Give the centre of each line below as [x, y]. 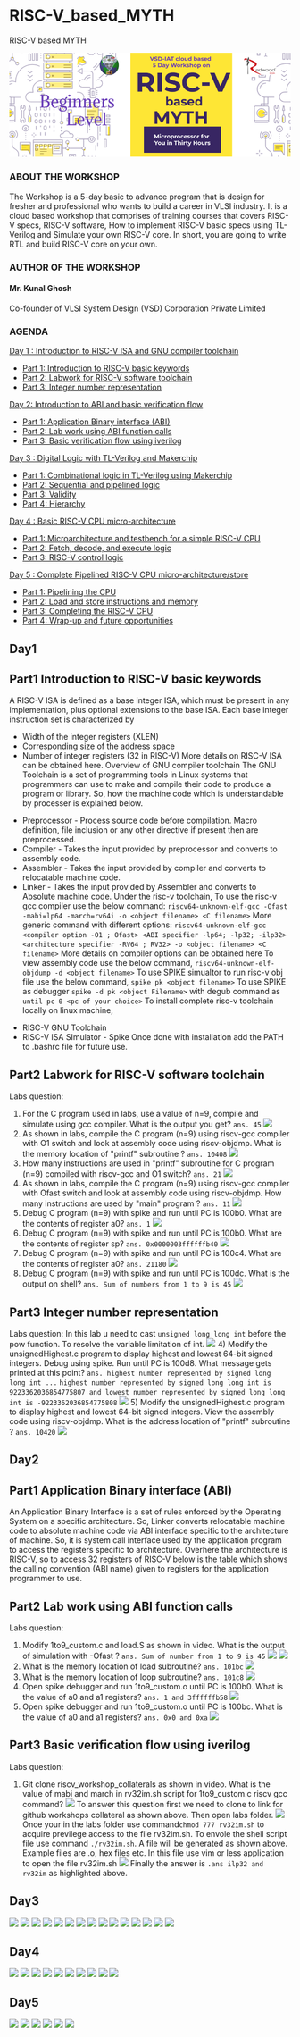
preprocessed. [49, 840]
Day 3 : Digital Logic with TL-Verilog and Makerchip [104, 458]
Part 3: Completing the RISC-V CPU [87, 611]
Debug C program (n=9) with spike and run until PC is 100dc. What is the [156, 1273]
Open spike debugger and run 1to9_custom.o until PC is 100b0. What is [153, 1687]
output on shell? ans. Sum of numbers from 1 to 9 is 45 [127, 1284]
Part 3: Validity [49, 495]
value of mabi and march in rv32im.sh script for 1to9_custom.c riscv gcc [155, 1793]
